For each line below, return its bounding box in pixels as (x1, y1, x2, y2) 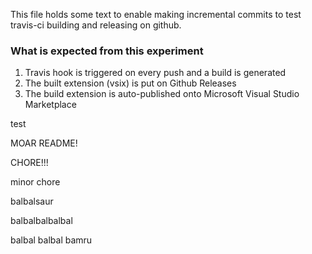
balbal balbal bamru (10, 234, 93, 246)
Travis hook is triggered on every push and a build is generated (24, 67, 287, 79)
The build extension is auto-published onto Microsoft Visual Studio (24, 88, 300, 100)
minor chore (10, 176, 61, 188)
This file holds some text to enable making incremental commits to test (10, 9, 302, 20)
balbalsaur (10, 195, 54, 208)
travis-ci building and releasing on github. (10, 19, 182, 31)
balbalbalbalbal (10, 215, 73, 227)
